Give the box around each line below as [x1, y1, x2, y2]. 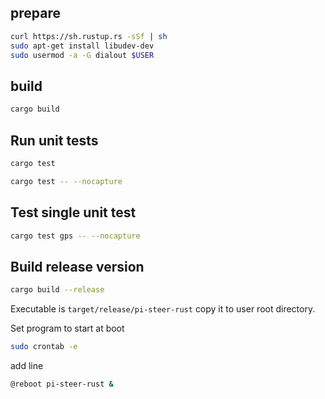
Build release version [10, 258, 145, 275]
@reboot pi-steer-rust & [10, 379, 114, 389]
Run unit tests [10, 132, 99, 149]
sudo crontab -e [10, 342, 78, 352]
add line [10, 359, 44, 371]
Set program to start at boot [10, 322, 125, 335]
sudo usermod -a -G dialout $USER [10, 50, 155, 60]
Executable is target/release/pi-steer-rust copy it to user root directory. [10, 303, 316, 315]
